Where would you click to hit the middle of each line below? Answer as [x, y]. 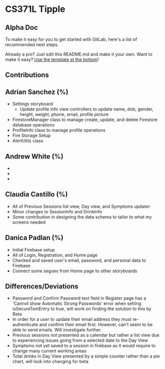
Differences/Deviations [42, 286]
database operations [33, 125]
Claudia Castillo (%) [36, 194]
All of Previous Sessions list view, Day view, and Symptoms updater [81, 206]
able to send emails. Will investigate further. [57, 330]
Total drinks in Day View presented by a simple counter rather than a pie [86, 356]
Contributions [27, 75]
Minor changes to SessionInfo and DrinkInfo [57, 211]
